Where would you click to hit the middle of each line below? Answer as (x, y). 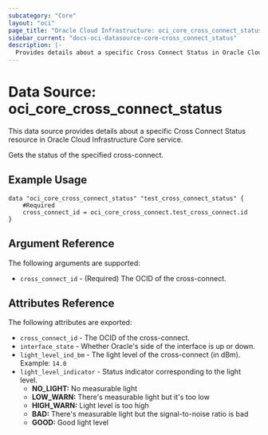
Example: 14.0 (43, 363)
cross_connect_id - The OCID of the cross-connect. (104, 338)
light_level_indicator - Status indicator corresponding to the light (130, 372)
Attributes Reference (61, 303)
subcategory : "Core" (43, 16)
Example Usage (48, 180)
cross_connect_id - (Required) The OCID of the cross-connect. (123, 278)
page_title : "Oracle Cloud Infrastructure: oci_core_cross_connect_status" (137, 30)
